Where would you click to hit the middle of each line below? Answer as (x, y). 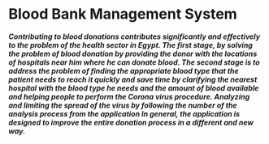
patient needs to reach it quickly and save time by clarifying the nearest (133, 79)
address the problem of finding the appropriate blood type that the (124, 70)
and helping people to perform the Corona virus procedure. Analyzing (129, 96)
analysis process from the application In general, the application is (124, 113)
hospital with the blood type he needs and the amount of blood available (134, 88)
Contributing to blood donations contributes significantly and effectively (134, 36)
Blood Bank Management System (123, 14)
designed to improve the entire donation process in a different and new (131, 122)
